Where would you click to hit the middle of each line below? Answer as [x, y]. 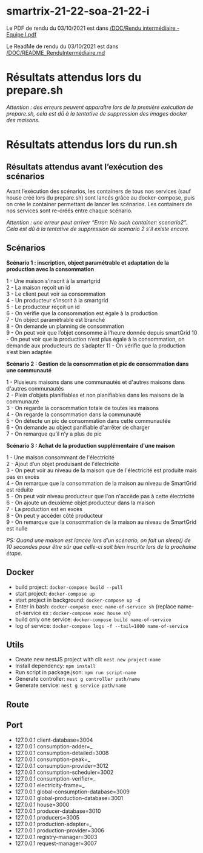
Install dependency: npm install [55, 666]
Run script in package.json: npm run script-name [75, 672]
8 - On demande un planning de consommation [65, 326]
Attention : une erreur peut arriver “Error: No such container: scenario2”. [97, 222]
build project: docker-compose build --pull [69, 587]
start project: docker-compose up [55, 593]
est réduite [20, 489]
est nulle [17, 528]
